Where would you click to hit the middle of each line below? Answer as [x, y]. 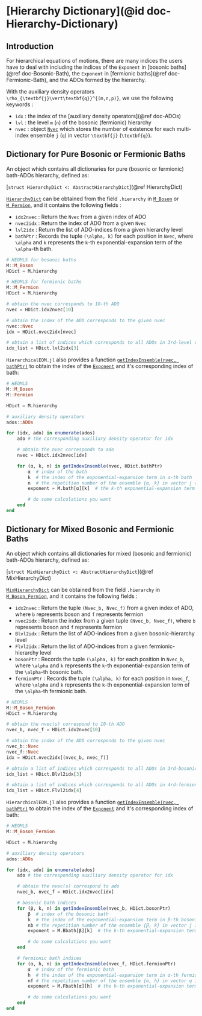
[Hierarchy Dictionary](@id [75, 11]
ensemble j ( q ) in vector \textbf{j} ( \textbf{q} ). [91, 135]
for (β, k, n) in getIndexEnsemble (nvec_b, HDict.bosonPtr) [94, 908]
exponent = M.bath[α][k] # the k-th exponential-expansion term [112, 489]
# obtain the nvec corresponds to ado [66, 450]
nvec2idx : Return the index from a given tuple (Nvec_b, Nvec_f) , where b [105, 620]
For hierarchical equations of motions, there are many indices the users [95, 61]
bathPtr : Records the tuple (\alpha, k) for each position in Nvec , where [104, 236]
